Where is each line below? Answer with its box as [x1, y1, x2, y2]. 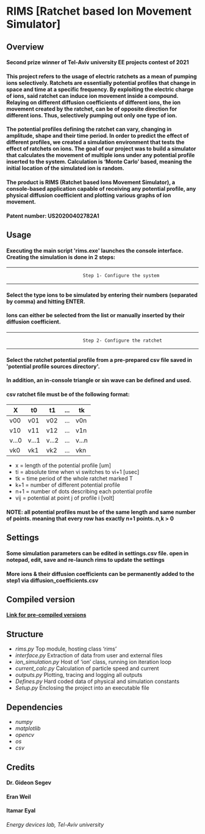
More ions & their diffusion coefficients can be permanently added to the [6, 570, 195, 577]
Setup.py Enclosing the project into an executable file [15, 684, 149, 692]
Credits [6, 762, 35, 772]
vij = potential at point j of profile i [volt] [15, 494, 115, 502]
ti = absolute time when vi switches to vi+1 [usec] [15, 468, 140, 476]
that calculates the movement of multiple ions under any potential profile [6, 152, 195, 159]
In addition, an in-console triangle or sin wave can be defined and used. [6, 377, 192, 384]
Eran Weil [6, 793, 31, 800]
